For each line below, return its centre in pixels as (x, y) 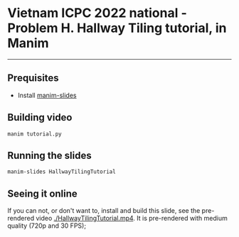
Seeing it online (43, 193)
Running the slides (49, 155)
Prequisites (33, 78)
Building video (40, 117)
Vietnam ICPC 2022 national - (97, 13)
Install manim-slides (47, 95)
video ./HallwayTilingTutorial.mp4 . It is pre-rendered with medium (131, 219)
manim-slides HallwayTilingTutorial (62, 172)
